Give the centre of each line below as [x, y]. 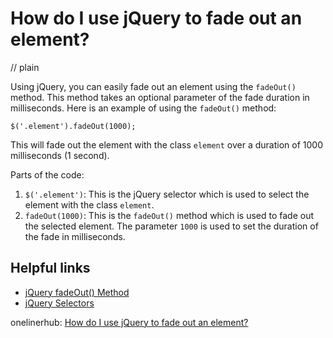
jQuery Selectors [59, 303]
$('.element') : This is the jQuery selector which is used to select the [167, 194]
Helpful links [50, 268]
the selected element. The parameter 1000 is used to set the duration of [171, 226]
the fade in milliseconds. [75, 236]
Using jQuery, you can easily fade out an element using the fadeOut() [153, 86]
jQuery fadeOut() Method [77, 292]
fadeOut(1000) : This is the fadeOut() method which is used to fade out [169, 215]
